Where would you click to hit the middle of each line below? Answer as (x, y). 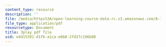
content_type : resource (30, 10)
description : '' (22, 14)
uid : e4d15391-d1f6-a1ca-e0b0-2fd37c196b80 (51, 37)
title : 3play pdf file (28, 32)
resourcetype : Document (30, 28)
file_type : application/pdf (34, 23)
